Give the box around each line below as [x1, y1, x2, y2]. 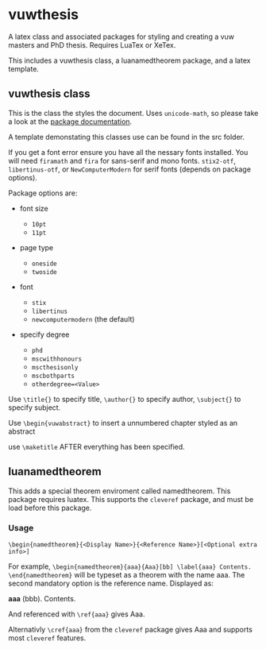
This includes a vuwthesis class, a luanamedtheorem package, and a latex [8, 56, 251, 65]
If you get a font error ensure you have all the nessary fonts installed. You [8, 147, 249, 156]
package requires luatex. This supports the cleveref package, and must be [8, 494, 254, 504]
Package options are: [8, 188, 78, 198]
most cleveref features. [8, 633, 87, 643]
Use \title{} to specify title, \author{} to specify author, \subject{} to [8, 394, 241, 404]
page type [19, 242, 54, 252]
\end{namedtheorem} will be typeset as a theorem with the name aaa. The [8, 570, 245, 579]
